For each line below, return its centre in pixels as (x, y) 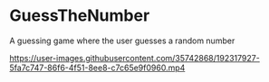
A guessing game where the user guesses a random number (122, 41)
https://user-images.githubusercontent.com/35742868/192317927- (134, 58)
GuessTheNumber (80, 16)
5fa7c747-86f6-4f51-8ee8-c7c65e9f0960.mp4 (97, 68)
